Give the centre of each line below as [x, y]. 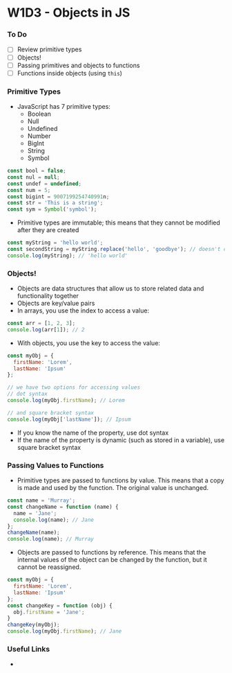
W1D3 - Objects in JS [69, 13]
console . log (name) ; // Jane [54, 520]
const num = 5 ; [29, 190]
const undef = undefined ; [44, 184]
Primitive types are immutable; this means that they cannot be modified [119, 222]
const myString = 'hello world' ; [55, 243]
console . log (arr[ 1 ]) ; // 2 [46, 330]
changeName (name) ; [33, 533]
